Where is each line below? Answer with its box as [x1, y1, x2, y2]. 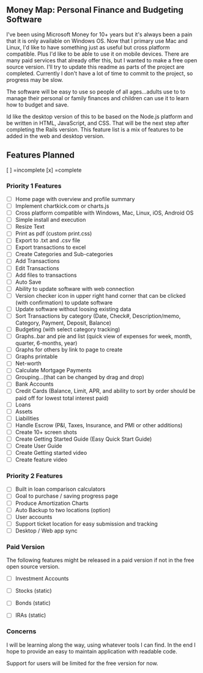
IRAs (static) [15, 611, 46, 619]
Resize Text [15, 223, 45, 230]
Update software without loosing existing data [15, 305, 131, 312]
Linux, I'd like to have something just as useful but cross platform [6, 43, 170, 51]
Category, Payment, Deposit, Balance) [15, 319, 112, 326]
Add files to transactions [15, 271, 78, 279]
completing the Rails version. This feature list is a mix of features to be [6, 125, 183, 133]
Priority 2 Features [6, 472, 63, 480]
